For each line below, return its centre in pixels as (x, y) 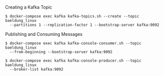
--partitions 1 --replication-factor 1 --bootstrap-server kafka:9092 (84, 25)
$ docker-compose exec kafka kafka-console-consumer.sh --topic (73, 43)
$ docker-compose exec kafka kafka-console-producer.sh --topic (73, 61)
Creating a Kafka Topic (29, 7)
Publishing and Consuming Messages (44, 34)
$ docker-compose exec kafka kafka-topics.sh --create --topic (72, 16)
